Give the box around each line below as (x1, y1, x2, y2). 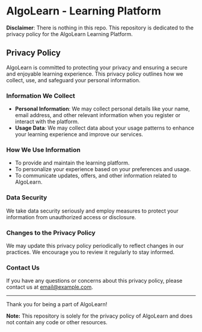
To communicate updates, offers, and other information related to (14, 172, 177, 180)
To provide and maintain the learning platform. (14, 159, 130, 166)
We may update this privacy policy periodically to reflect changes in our (6, 242, 184, 249)
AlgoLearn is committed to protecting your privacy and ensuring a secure (6, 64, 188, 71)
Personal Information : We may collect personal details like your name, (14, 105, 191, 112)
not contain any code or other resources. (6, 319, 108, 326)
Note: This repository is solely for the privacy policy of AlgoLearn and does (6, 312, 193, 319)
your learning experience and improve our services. (14, 131, 143, 138)
